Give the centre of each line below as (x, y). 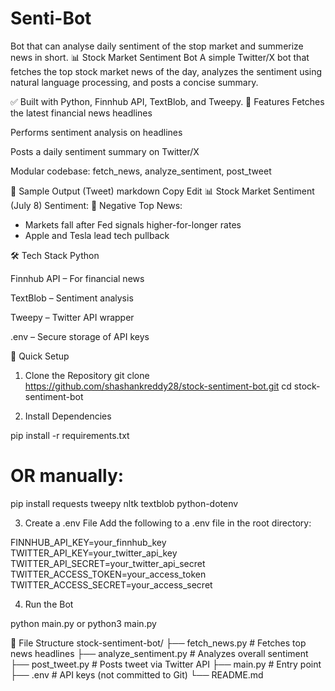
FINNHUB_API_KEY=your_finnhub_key (88, 542)
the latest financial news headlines (81, 113)
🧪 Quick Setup (40, 356)
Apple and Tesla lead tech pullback (97, 235)
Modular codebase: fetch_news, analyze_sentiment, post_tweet (141, 171)
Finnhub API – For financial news (77, 278)
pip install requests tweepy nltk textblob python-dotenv (124, 503)
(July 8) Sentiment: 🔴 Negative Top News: (96, 205)
